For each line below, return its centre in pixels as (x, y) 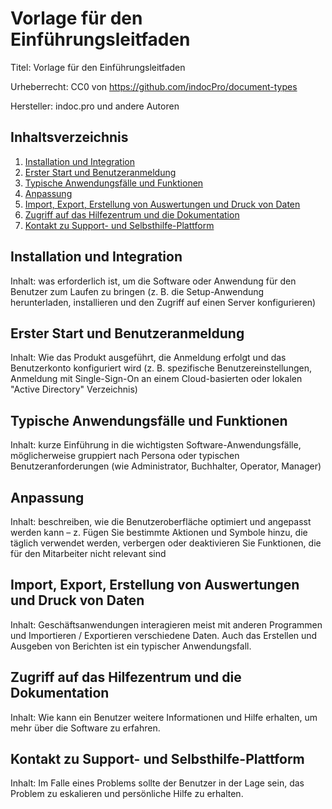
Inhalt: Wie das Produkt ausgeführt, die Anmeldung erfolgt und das (148, 358)
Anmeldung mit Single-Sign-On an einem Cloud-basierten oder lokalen (156, 379)
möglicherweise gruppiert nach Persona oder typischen (125, 456)
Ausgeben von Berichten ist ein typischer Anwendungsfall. (131, 646)
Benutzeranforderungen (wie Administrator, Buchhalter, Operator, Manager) (166, 466)
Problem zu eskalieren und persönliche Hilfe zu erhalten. (127, 794)
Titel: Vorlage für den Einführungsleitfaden (98, 67)
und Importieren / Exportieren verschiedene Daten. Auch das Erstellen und (164, 635)
